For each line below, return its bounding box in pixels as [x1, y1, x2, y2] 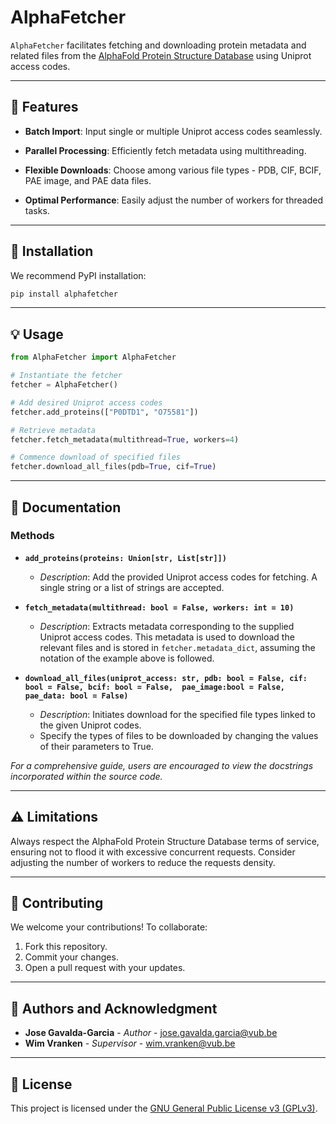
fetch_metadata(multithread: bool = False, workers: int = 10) [24, 602, 295, 613]
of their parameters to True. [39, 740, 154, 752]
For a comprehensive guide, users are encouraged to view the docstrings [10, 759, 314, 771]
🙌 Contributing [10, 895, 104, 912]
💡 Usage [10, 326, 64, 343]
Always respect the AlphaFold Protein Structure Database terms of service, [10, 835, 320, 847]
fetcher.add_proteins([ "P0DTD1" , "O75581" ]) [10, 407, 199, 417]
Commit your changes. [24, 951, 119, 963]
